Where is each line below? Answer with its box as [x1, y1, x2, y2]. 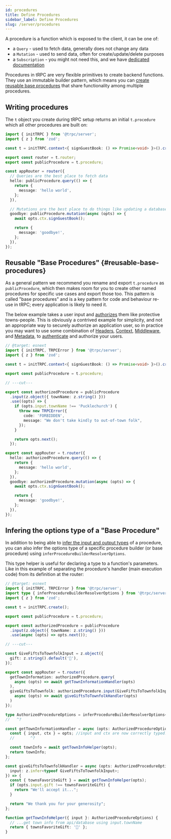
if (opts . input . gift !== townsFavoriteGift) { [10, 782, 110, 788]
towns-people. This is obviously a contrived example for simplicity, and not [5, 317, 163, 323]
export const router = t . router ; [5, 155, 76, 160]
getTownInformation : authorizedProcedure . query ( [10, 675, 115, 680]
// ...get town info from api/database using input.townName [10, 820, 142, 825]
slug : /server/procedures [5, 21, 60, 27]
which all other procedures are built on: [5, 122, 88, 128]
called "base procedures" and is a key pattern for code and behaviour [5, 296, 152, 302]
